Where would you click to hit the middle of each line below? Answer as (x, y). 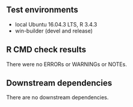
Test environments (42, 10)
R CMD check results (46, 50)
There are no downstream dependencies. (57, 97)
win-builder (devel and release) (54, 31)
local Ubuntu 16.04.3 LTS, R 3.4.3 (56, 24)
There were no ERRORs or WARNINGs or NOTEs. (67, 64)
